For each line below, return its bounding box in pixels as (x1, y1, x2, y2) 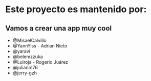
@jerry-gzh (12, 70, 37, 76)
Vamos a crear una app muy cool (5, 24, 112, 33)
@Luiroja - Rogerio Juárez (12, 59, 68, 65)
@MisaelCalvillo (12, 37, 47, 43)
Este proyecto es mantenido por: (5, 4, 147, 15)
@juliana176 (12, 65, 38, 70)
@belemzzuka (12, 53, 44, 60)
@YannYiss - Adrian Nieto (12, 43, 68, 49)
